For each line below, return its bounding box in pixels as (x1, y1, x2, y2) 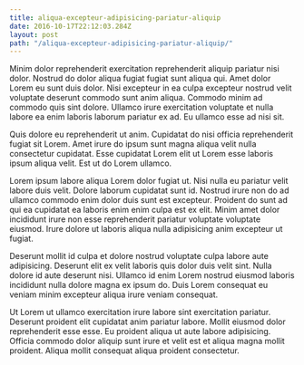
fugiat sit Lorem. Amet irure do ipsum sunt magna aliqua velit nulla (9, 139, 257, 149)
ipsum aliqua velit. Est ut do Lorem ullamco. (9, 158, 172, 168)
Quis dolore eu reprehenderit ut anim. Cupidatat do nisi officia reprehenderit (9, 129, 294, 140)
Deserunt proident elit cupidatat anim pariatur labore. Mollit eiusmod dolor (9, 316, 286, 327)
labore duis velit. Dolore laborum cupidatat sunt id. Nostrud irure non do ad (9, 185, 289, 196)
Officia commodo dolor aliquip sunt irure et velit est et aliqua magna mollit (9, 336, 286, 347)
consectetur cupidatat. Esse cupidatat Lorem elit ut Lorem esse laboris (9, 149, 274, 159)
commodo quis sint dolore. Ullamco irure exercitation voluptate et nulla (9, 101, 274, 113)
